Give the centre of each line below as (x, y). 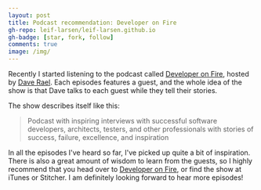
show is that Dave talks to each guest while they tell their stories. (113, 90)
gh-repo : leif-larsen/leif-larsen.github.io (82, 30)
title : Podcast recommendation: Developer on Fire (92, 23)
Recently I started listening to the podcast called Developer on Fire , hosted (129, 74)
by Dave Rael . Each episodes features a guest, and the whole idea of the (125, 82)
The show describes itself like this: (64, 106)
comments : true (33, 45)
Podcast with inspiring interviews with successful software (122, 121)
